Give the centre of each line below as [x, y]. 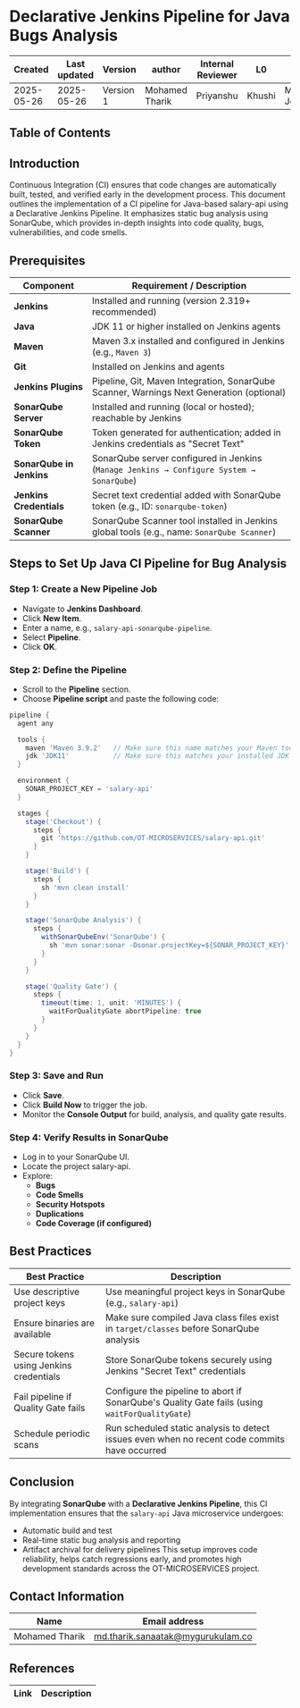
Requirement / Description [189, 285]
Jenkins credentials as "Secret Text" [168, 443]
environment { [43, 781]
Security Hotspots [70, 1205]
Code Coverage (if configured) [93, 1224]
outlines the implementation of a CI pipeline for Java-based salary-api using [149, 204]
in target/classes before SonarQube [183, 1328]
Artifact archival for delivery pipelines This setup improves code [140, 1549]
